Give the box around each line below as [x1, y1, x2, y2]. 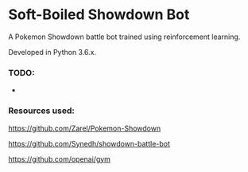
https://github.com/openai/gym [8, 154, 111, 164]
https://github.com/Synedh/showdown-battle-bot [8, 139, 171, 148]
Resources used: [8, 105, 76, 116]
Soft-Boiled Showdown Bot [8, 6, 190, 24]
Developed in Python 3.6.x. [8, 47, 97, 57]
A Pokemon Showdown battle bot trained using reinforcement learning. [8, 32, 241, 41]
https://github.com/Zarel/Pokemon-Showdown [8, 123, 161, 133]
